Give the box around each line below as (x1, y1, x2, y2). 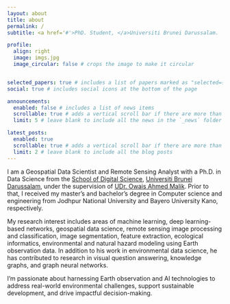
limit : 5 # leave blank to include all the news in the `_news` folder (13, 117, 222, 124)
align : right (13, 48, 51, 55)
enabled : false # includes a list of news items (13, 104, 155, 111)
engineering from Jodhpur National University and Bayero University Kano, (7, 196, 218, 204)
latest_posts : (7, 130, 48, 137)
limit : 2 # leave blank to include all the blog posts (13, 148, 173, 155)
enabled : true (13, 136, 53, 143)
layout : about (7, 10, 48, 17)
